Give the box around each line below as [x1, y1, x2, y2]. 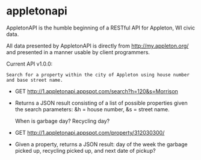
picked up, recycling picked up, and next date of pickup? [14, 147, 156, 154]
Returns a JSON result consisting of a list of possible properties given [14, 99, 188, 106]
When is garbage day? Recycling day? [14, 117, 110, 125]
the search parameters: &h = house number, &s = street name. [14, 105, 170, 112]
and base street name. [6, 77, 63, 83]
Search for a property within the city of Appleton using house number [6, 72, 190, 78]
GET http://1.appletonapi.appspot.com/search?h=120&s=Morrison [14, 87, 179, 94]
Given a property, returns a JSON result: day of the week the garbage [14, 140, 188, 148]
